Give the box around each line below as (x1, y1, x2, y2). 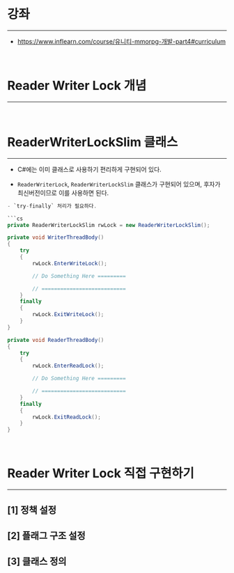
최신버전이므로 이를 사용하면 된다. (17, 189, 109, 197)
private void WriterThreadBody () (7, 234, 104, 241)
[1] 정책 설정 (7, 504, 57, 516)
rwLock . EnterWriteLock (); (32, 260, 108, 267)
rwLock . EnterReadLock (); (32, 363, 104, 370)
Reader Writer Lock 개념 (7, 78, 147, 94)
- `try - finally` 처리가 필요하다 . (7, 203, 97, 210)
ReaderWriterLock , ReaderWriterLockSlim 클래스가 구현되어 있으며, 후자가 (17, 180, 221, 188)
